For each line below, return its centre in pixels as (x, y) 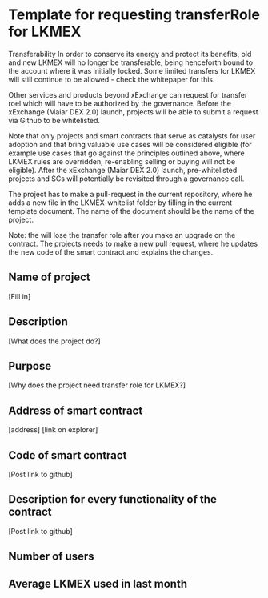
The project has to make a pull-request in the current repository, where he (130, 194)
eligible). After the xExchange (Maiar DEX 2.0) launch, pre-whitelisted (123, 170)
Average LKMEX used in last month (98, 583)
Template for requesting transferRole (134, 15)
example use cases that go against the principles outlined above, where (127, 153)
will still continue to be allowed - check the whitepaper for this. (112, 79)
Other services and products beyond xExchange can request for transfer (128, 94)
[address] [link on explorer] (53, 430)
